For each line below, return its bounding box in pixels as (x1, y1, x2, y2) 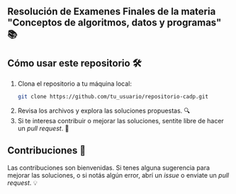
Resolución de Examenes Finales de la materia (7, 6, 216, 18)
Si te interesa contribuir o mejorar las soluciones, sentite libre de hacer (17, 117, 225, 125)
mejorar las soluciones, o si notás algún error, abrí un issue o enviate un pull (7, 171, 229, 179)
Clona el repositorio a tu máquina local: (17, 79, 133, 88)
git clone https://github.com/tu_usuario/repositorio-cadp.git (17, 93, 209, 101)
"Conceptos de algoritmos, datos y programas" (7, 17, 222, 29)
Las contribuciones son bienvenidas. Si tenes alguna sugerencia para (7, 163, 210, 172)
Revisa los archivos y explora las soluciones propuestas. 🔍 (17, 106, 191, 115)
